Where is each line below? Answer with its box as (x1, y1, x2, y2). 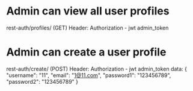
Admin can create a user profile (6, 45, 167, 59)
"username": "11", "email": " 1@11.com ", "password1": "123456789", (6, 71, 171, 79)
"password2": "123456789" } (6, 78, 79, 85)
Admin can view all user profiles (6, 4, 170, 18)
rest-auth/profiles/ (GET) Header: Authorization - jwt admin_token (6, 24, 169, 31)
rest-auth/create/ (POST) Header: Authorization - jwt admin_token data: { (6, 65, 188, 72)
